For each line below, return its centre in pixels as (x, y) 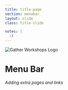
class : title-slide (24, 23)
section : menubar (22, 14)
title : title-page (23, 9)
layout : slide (19, 18)
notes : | (14, 32)
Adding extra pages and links (34, 82)
